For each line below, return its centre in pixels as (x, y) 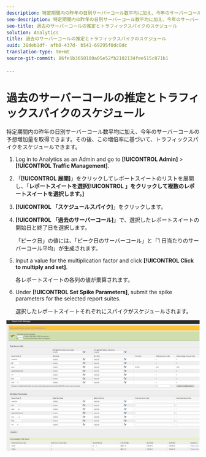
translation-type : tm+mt (38, 52)
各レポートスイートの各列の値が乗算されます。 (74, 279)
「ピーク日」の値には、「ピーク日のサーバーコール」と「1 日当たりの (102, 240)
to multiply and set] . (41, 267)
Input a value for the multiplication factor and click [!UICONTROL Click (105, 260)
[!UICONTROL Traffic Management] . (62, 165)
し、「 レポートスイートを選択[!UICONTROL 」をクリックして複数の (99, 186)
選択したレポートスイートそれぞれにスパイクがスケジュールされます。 (103, 311)
